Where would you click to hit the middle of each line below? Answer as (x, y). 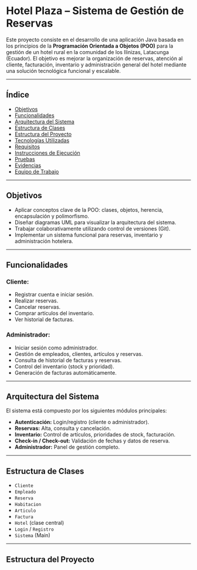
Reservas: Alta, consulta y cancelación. (63, 428)
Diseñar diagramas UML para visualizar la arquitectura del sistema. (95, 222)
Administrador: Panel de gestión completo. (67, 447)
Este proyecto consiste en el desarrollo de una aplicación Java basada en (95, 39)
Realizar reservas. (36, 301)
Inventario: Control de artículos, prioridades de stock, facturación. (95, 435)
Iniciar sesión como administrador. (56, 348)
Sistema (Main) (33, 535)
